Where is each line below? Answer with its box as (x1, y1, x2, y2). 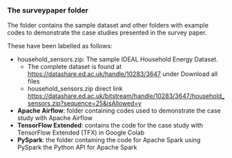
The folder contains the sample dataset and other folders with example (7, 21, 209, 30)
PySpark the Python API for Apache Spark (17, 144, 137, 152)
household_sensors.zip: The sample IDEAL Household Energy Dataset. (17, 55, 219, 63)
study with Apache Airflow (17, 114, 93, 122)
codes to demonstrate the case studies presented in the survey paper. (7, 28, 207, 37)
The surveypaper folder (7, 6, 88, 15)
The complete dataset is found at (27, 63, 122, 71)
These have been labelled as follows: (7, 42, 113, 50)
